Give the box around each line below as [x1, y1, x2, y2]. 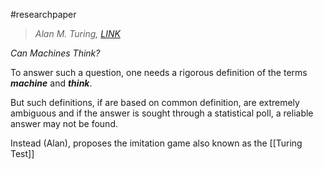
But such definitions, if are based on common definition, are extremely [10, 97, 300, 108]
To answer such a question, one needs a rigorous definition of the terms [10, 67, 308, 78]
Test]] [10, 148, 35, 159]
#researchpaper [10, 9, 77, 20]
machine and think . [10, 77, 93, 89]
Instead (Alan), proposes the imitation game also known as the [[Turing [10, 137, 303, 149]
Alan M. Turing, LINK [34, 28, 121, 39]
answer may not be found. [10, 118, 118, 129]
